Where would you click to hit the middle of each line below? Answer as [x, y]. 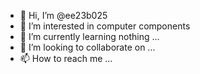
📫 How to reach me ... [66, 58]
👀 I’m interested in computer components [105, 26]
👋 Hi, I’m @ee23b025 [63, 15]
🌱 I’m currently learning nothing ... [89, 36]
